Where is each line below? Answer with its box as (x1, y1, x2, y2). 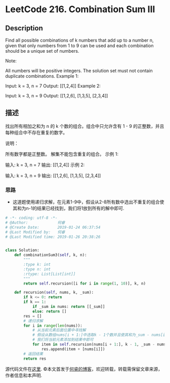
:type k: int (23, 262, 51, 267)
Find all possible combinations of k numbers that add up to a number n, (5, 37, 154, 43)
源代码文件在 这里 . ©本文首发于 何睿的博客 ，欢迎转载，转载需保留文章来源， (5, 366, 163, 372)
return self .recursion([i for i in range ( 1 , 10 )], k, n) (23, 281, 146, 286)
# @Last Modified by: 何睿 (5, 229, 65, 234)
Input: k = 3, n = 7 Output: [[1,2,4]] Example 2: (5, 83, 101, 89)
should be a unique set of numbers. (5, 48, 79, 54)
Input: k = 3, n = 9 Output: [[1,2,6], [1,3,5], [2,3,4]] (5, 93, 108, 98)
